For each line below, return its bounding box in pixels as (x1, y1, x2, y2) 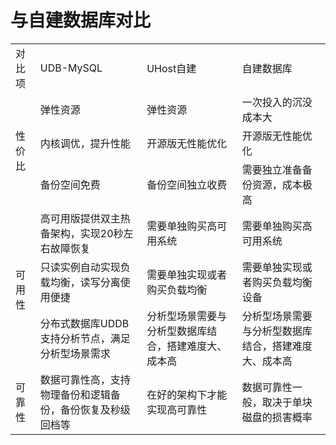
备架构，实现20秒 (39, 226, 124, 240)
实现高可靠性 (146, 402, 208, 416)
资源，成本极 (251, 177, 313, 191)
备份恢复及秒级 (59, 402, 131, 416)
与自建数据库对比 (10, 9, 152, 32)
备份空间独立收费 (146, 177, 228, 191)
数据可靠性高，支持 (39, 372, 131, 386)
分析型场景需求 (39, 346, 111, 360)
